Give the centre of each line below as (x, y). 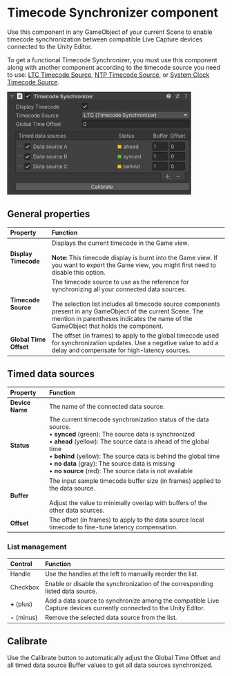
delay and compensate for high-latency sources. (121, 350)
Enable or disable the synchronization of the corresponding (129, 583)
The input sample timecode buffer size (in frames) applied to (135, 481)
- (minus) (24, 618)
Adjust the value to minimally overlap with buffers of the (128, 502)
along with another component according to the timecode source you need (114, 67)
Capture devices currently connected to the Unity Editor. (125, 608)
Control (21, 564)
